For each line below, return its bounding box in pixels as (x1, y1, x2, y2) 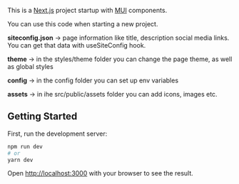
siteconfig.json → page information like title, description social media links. (7, 33, 230, 42)
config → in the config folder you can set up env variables (7, 76, 179, 85)
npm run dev (7, 143, 43, 150)
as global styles (7, 63, 54, 70)
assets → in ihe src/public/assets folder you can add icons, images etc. (7, 90, 218, 98)
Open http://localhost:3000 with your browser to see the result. (7, 169, 194, 178)
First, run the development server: (7, 129, 108, 138)
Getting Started (7, 110, 78, 123)
